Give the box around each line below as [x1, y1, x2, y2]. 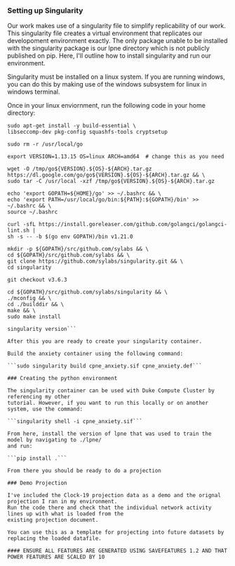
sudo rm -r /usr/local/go [7, 141, 83, 148]
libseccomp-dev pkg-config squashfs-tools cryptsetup [7, 129, 168, 136]
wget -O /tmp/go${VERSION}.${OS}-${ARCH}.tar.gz [7, 165, 152, 172]
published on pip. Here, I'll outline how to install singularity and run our [7, 51, 212, 60]
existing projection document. [7, 517, 99, 524]
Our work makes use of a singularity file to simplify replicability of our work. [7, 22, 226, 30]
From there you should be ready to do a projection [7, 467, 161, 474]
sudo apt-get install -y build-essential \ [7, 122, 137, 130]
